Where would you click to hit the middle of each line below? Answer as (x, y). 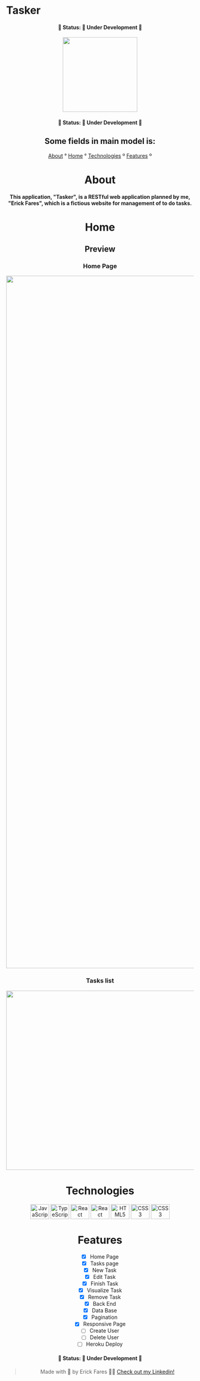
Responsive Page (104, 1324)
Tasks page (104, 1263)
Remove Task (104, 1297)
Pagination (104, 1317)
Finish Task (104, 1283)
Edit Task (104, 1276)
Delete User (104, 1337)
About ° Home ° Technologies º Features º (100, 155)
